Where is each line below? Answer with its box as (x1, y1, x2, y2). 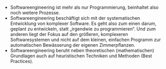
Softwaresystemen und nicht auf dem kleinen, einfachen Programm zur (10, 37, 161, 43)
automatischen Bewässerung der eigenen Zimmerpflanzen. (10, 42, 136, 48)
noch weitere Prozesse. (10, 10, 60, 16)
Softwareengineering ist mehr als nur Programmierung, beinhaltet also (10, 5, 159, 10)
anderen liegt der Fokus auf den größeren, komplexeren (10, 31, 128, 37)
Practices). (10, 58, 33, 64)
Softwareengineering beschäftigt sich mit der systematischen (10, 15, 140, 21)
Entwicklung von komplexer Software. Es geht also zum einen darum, (10, 20, 157, 26)
